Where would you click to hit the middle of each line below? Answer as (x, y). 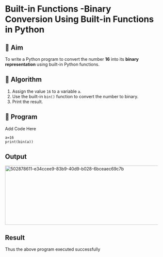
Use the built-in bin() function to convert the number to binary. (75, 96)
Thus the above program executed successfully (53, 249)
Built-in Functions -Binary (58, 9)
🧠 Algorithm (24, 79)
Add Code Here (21, 128)
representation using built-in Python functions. (52, 64)
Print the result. (27, 102)
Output (16, 157)
